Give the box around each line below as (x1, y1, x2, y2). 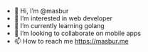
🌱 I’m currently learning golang (14, 22, 105, 30)
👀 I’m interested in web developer (14, 14, 112, 22)
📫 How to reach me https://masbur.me (14, 37, 129, 45)
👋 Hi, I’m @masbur (14, 7, 69, 15)
